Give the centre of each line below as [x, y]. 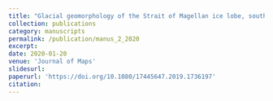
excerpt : [23, 46]
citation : [25, 84]
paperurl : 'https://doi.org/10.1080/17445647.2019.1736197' [113, 77]
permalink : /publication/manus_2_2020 [74, 39]
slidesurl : [27, 69]
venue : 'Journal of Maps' [52, 62]
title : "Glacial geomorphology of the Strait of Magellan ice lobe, [127, 16]
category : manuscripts [47, 31]
